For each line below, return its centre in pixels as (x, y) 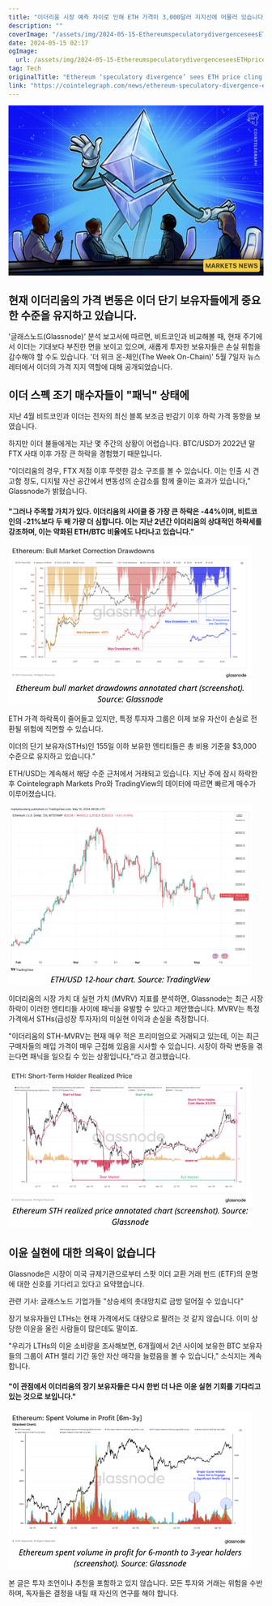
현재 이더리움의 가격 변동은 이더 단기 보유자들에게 (123, 301)
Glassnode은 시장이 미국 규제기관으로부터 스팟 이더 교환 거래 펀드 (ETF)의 (126, 1274)
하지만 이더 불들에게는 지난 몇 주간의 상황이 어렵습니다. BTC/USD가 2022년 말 (132, 444)
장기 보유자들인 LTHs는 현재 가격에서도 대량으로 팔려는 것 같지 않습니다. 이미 (129, 1319)
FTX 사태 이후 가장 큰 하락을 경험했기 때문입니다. (85, 453)
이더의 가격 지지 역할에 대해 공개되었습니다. (104, 367)
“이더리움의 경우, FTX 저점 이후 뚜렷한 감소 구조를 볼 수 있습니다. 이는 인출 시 (130, 471)
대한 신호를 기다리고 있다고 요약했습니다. (81, 1284)
